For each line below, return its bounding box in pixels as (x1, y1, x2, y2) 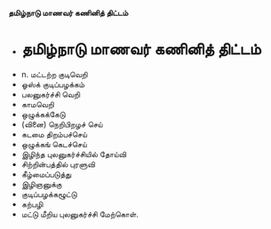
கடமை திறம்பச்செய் (20, 129, 88, 139)
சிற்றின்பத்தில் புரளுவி (20, 159, 95, 170)
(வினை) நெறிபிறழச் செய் (20, 119, 103, 130)
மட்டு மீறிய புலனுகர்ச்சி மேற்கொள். (20, 209, 139, 219)
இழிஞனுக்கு (20, 178, 63, 189)
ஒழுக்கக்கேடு (20, 108, 66, 119)
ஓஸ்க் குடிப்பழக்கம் (20, 79, 85, 90)
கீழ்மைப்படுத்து (20, 169, 72, 179)
